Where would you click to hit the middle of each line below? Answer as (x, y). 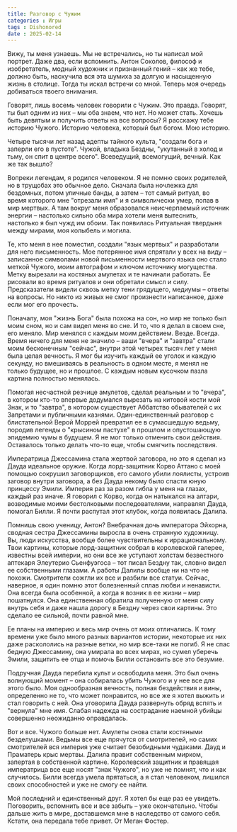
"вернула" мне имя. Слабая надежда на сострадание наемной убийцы (115, 711)
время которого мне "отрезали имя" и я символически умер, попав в (113, 201)
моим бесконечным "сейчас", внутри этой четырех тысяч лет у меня (112, 349)
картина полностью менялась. (54, 378)
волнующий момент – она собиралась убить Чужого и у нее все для (111, 680)
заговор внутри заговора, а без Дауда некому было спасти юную (107, 481)
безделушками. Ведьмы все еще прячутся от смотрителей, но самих (112, 740)
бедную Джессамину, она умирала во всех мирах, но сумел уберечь (113, 652)
